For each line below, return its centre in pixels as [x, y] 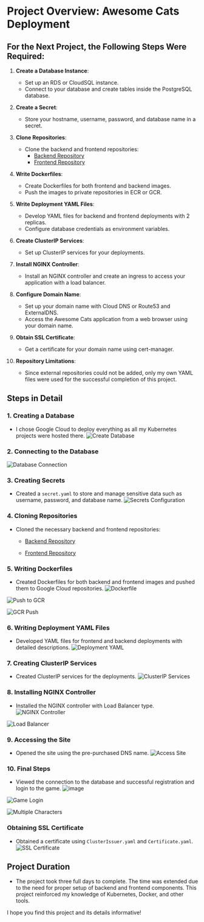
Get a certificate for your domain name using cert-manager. [99, 349]
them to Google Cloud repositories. [59, 588]
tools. [22, 901]
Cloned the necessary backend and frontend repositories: [88, 529]
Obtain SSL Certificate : [45, 337]
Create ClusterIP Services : [50, 241]
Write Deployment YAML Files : [55, 204]
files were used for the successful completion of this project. [101, 379]
